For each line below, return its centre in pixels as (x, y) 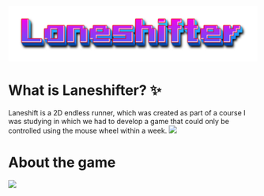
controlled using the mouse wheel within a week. (88, 131)
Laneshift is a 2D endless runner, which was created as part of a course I (127, 113)
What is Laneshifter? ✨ (85, 90)
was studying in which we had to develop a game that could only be (119, 122)
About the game (62, 162)
